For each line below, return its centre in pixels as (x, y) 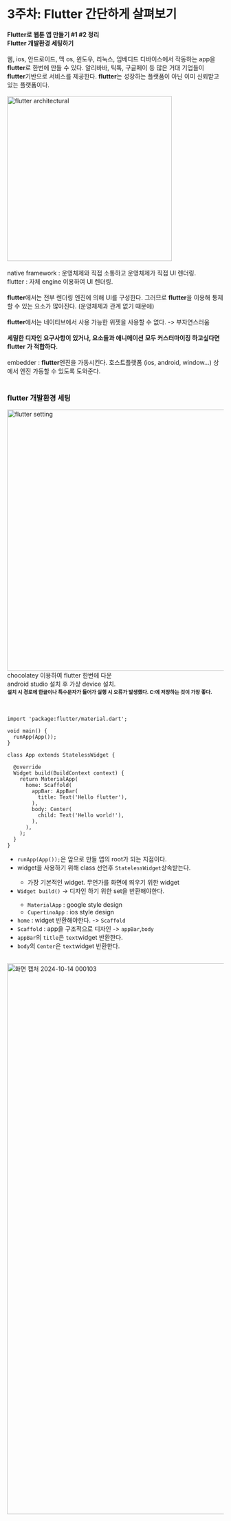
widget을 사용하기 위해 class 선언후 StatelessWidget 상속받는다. (104, 868)
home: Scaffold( (48, 786)
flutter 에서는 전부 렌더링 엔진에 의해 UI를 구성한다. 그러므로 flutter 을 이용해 (109, 297)
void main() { (27, 731)
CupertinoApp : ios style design (71, 912)
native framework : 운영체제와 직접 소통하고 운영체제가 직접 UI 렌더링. (102, 273)
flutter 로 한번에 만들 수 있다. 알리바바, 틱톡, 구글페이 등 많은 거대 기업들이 (106, 67)
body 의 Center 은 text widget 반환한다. (68, 946)
